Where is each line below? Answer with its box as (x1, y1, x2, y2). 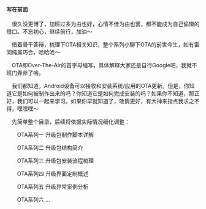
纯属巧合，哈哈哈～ (11, 49, 60, 56)
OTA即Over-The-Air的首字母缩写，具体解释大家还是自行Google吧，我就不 (12, 62, 197, 69)
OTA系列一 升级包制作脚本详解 (17, 131, 94, 139)
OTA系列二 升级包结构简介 (17, 144, 83, 152)
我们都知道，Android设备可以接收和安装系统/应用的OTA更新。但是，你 (12, 82, 189, 90)
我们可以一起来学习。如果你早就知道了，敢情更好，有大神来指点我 (17, 98, 184, 105)
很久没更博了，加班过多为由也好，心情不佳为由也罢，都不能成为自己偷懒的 (12, 20, 200, 28)
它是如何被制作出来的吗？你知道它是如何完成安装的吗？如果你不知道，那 (11, 90, 194, 97)
